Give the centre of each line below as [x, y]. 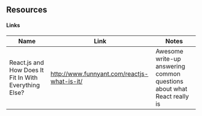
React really [172, 96]
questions [170, 81]
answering [170, 66]
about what [171, 88]
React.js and [27, 63]
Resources [27, 10]
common [168, 73]
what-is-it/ [66, 81]
